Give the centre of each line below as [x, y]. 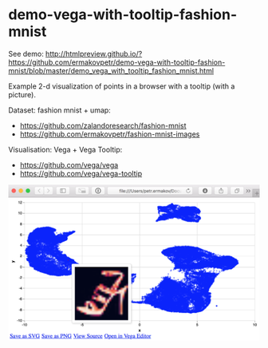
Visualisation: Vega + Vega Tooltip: [65, 149]
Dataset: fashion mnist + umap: [60, 110]
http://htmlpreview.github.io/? [94, 53]
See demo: [26, 53]
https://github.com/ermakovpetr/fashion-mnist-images [110, 134]
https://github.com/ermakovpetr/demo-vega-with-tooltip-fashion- [117, 62]
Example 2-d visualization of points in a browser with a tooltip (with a [122, 86]
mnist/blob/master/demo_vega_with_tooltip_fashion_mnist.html [111, 70]
